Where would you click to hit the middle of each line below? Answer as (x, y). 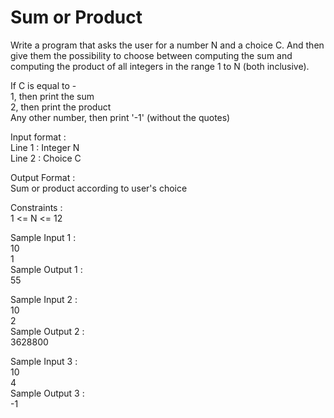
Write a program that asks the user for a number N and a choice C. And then (167, 45)
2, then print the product (61, 107)
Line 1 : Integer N (45, 147)
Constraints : (36, 207)
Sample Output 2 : (47, 331)
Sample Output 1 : (46, 269)
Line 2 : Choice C (46, 158)
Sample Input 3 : (44, 361)
